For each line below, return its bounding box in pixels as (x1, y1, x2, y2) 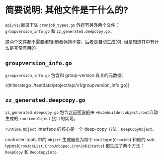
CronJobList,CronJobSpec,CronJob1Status (18, 144, 103, 149)
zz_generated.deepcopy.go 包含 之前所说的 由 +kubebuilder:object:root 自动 (5, 109, 158, 115)
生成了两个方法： (110, 143, 145, 149)
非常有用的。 (13, 45, 40, 51)
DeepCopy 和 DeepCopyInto (5, 149, 57, 155)
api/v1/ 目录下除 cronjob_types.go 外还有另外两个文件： (5, 22, 120, 28)
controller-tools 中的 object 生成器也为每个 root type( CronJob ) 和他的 (5, 136, 146, 142)
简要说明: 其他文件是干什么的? (5, 4, 128, 16)
